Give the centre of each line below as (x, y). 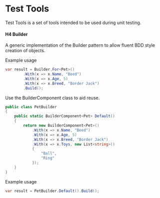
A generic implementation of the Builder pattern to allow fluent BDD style (80, 45)
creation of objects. (25, 51)
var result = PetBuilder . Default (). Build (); (52, 191)
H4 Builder (16, 34)
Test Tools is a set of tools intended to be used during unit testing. (73, 23)
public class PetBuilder (31, 107)
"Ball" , (49, 153)
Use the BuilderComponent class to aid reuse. (52, 98)
